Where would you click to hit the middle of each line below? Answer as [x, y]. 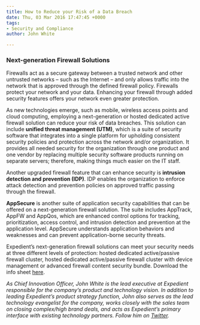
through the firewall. [31, 192]
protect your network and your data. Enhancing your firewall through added [99, 92]
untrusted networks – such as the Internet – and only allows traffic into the [98, 80]
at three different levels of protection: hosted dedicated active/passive [93, 253]
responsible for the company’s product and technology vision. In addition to [100, 290]
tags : [13, 23]
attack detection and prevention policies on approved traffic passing [90, 186]
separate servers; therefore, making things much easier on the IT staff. [93, 161]
